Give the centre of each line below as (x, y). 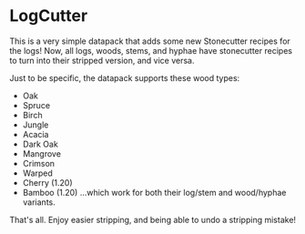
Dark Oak (41, 144)
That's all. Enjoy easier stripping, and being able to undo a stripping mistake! (153, 219)
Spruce (36, 105)
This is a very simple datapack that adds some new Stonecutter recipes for (150, 41)
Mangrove (42, 153)
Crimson (39, 163)
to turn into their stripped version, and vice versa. (102, 60)
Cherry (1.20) (47, 182)
